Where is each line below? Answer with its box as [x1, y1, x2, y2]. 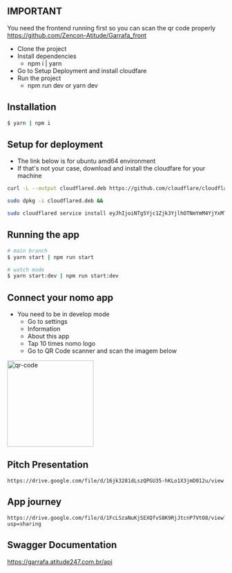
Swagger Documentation [7, 539, 117, 551]
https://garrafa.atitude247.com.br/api [7, 557, 113, 565]
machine [17, 172, 43, 180]
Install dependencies [17, 52, 77, 60]
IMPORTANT [7, 6, 62, 17]
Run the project [17, 74, 61, 82]
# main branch [7, 247, 48, 254]
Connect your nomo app [7, 291, 114, 303]
